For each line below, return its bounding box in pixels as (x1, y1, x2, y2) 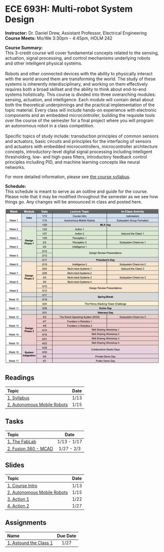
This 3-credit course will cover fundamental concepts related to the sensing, (5, 50, 159, 56)
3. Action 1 (7, 496, 29, 502)
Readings (5, 373, 35, 382)
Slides (5, 461, 24, 469)
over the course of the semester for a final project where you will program (5, 117, 154, 123)
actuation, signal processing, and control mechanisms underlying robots (5, 55, 150, 61)
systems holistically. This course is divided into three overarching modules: (5, 92, 156, 97)
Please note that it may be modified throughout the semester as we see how (5, 193, 159, 199)
